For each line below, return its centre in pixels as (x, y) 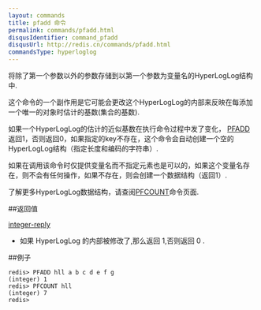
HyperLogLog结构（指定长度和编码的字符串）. (84, 148)
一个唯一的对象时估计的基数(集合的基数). (74, 112)
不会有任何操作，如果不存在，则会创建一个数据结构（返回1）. (128, 175)
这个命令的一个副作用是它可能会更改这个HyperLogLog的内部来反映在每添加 (131, 102)
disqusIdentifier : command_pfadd (63, 37)
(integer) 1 (28, 279)
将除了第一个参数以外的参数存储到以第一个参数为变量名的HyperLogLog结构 (131, 75)
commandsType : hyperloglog (52, 52)
